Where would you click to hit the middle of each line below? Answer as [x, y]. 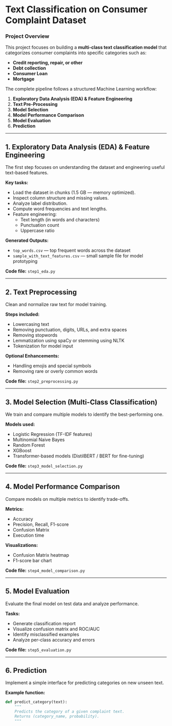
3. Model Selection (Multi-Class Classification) [81, 402]
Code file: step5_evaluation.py [38, 650]
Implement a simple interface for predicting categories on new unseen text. [85, 683]
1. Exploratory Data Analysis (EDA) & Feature [78, 147]
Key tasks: [17, 183]
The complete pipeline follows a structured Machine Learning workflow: [81, 89]
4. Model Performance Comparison [63, 487]
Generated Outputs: [27, 240]
